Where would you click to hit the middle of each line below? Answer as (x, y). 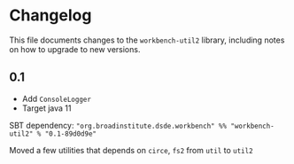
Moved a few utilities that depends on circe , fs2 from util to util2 (132, 150)
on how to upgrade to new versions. (75, 49)
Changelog (50, 16)
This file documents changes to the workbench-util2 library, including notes (147, 40)
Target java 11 (47, 108)
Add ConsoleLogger (56, 98)
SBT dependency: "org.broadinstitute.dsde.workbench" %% (118, 125)
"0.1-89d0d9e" (71, 134)
